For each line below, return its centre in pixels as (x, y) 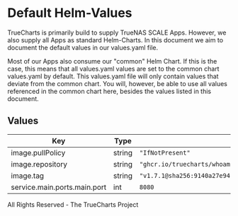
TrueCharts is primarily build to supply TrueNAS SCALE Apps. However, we (117, 32)
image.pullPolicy (38, 152)
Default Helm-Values (70, 13)
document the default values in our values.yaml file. (83, 47)
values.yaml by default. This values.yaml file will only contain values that (113, 76)
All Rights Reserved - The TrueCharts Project (73, 204)
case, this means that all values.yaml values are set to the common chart (113, 68)
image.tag (28, 176)
